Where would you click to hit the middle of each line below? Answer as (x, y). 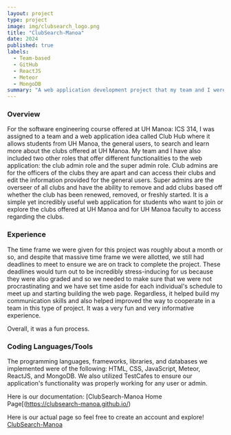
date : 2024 (23, 39)
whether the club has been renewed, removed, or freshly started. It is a (108, 195)
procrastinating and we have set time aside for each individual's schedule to (115, 286)
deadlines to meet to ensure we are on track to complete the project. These (114, 264)
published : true (30, 45)
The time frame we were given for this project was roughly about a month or (115, 249)
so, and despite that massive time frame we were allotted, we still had (106, 257)
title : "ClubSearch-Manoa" (46, 33)
